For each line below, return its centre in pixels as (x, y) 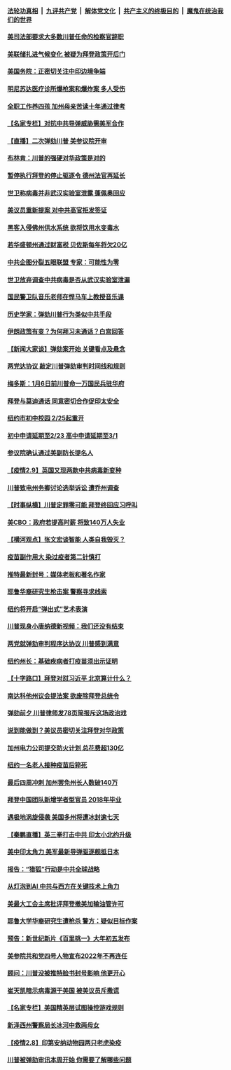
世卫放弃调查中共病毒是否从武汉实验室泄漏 (69, 280)
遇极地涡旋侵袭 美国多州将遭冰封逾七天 (63, 817)
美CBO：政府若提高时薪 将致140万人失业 (66, 522)
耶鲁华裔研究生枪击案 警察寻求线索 (57, 591)
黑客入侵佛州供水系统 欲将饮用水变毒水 (63, 227)
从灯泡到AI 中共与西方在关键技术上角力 (63, 886)
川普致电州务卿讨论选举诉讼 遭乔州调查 (63, 488)
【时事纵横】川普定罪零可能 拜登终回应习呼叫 (72, 505)
